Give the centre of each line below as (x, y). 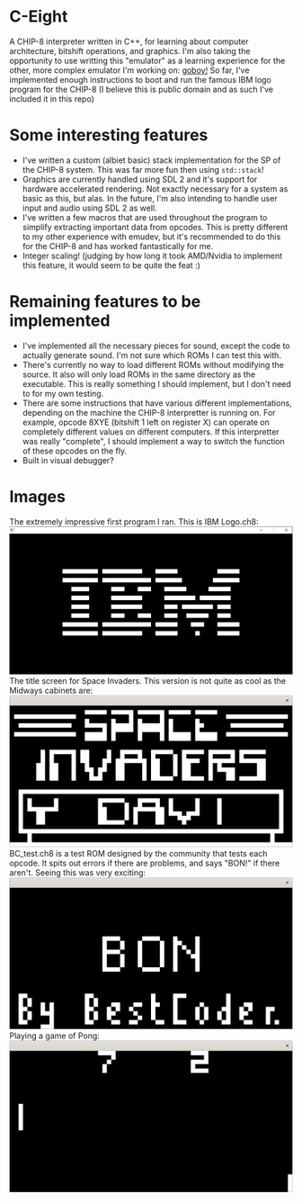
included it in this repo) (52, 99)
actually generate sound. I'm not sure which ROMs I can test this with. (151, 355)
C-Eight (39, 17)
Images (37, 497)
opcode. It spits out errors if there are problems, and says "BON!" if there (145, 863)
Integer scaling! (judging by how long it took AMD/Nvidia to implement (152, 256)
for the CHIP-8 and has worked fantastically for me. (118, 246)
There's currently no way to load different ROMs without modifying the (153, 364)
